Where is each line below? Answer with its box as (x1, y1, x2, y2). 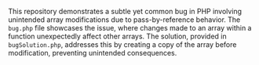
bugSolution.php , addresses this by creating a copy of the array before (8, 40, 237, 49)
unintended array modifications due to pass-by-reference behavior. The (8, 15, 241, 24)
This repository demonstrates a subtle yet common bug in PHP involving (8, 7, 242, 16)
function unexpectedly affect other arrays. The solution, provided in (8, 31, 227, 41)
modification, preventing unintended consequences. (8, 49, 177, 57)
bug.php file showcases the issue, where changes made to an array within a (8, 23, 252, 32)
